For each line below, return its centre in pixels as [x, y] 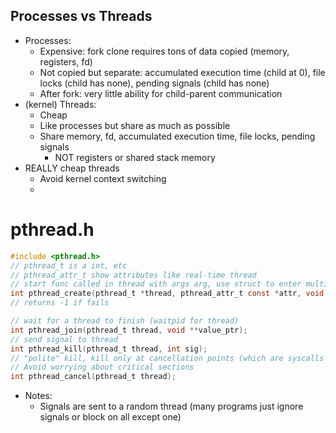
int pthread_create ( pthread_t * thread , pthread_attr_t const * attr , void [167, 294]
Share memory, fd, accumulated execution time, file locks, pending [177, 136]
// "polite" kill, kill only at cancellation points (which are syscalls [167, 358]
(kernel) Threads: [60, 104]
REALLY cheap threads [72, 168]
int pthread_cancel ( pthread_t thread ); [93, 377]
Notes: [38, 396]
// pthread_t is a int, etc [69, 265]
